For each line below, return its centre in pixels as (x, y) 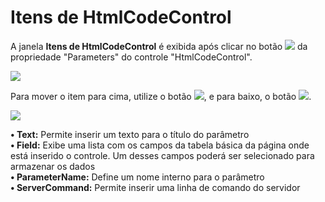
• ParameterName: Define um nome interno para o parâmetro (137, 177)
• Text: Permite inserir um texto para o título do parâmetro (130, 134)
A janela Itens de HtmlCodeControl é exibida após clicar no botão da (159, 46)
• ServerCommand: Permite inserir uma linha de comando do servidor (155, 187)
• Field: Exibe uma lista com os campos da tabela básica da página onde (160, 145)
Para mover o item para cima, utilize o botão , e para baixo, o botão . (161, 96)
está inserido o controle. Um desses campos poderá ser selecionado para (162, 155)
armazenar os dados (53, 166)
